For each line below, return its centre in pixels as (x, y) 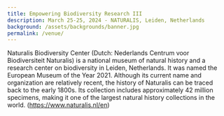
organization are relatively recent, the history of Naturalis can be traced (110, 83)
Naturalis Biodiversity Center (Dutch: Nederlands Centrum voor (98, 53)
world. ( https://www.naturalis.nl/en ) (58, 105)
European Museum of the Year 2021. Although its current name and (104, 75)
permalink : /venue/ (36, 33)
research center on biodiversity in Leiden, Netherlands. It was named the (112, 68)
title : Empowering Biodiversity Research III (75, 14)
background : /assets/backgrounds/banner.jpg (73, 27)
